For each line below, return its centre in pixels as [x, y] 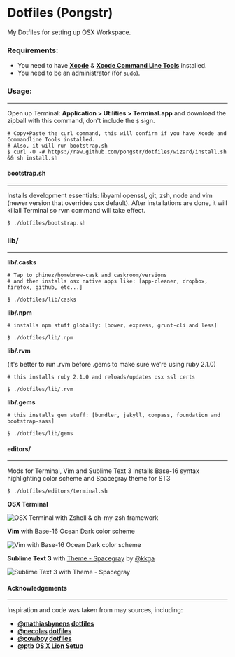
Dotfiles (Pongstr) [60, 13]
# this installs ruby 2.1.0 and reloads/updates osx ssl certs [101, 377]
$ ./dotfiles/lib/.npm [40, 338]
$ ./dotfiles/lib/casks [42, 300]
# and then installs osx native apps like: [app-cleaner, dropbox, [108, 281]
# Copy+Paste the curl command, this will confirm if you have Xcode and [117, 133]
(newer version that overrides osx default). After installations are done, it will [117, 203]
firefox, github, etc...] [45, 288]
